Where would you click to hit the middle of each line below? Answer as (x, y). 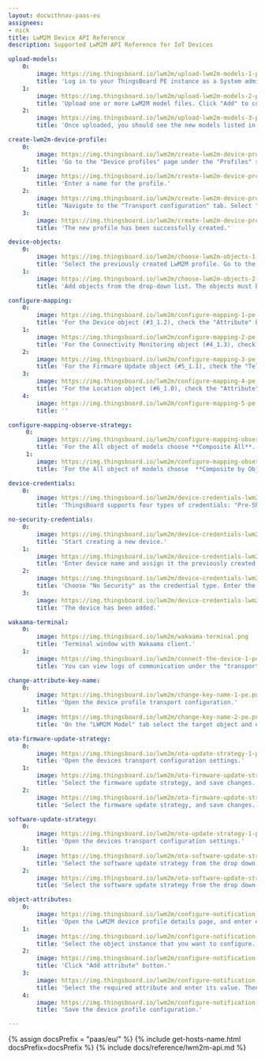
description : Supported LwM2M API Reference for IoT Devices (111, 45)
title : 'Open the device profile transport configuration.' (137, 703)
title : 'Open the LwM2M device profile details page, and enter (144, 922)
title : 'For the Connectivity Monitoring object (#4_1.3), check (146, 345)
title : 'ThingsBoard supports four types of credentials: (134, 505)
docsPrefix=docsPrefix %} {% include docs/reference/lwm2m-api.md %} (127, 1047)
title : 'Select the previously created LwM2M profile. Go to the (146, 264)
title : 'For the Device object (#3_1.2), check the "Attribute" (144, 323)
